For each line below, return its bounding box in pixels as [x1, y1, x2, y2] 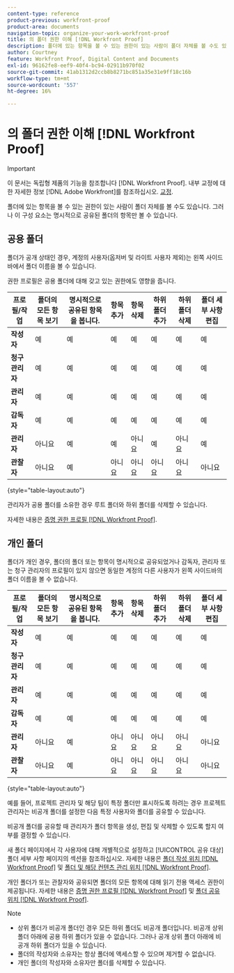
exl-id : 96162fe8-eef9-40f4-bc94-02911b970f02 [7, 62, 145, 69]
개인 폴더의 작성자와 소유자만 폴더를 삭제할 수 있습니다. [17, 958, 166, 967]
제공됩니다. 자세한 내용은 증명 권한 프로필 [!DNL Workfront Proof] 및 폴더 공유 [7, 886, 221, 895]
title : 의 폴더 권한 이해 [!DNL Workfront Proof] [7, 36, 144, 43]
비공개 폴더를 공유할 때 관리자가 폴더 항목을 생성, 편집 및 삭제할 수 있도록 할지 [7, 822, 217, 830]
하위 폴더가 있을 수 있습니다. [30, 941, 107, 949]
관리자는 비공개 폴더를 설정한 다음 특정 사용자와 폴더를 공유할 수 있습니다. [7, 807, 206, 816]
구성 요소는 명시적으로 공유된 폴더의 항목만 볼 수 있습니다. [22, 211, 178, 219]
